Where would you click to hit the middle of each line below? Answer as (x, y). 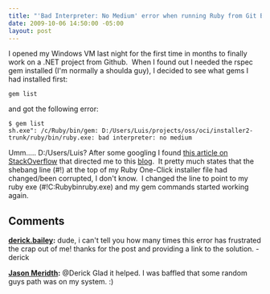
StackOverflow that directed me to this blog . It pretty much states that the (131, 161)
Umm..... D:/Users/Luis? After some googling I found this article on (118, 153)
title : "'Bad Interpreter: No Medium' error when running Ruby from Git (133, 16)
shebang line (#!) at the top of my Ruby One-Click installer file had (118, 170)
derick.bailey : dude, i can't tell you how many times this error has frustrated (135, 240)
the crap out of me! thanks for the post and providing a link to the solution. (131, 249)
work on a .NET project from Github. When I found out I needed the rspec (131, 62)
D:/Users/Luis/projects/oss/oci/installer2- (177, 131)
